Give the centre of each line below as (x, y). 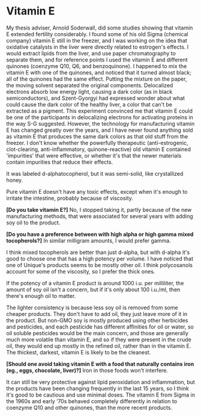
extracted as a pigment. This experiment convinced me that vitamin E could (100, 111)
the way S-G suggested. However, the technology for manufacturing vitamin (100, 123)
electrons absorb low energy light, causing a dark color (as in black (89, 91)
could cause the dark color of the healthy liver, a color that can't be (89, 104)
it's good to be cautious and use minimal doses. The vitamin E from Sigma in (101, 395)
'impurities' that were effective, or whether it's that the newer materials (94, 155)
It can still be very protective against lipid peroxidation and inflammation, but (100, 382)
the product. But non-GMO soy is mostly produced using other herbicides (97, 320)
